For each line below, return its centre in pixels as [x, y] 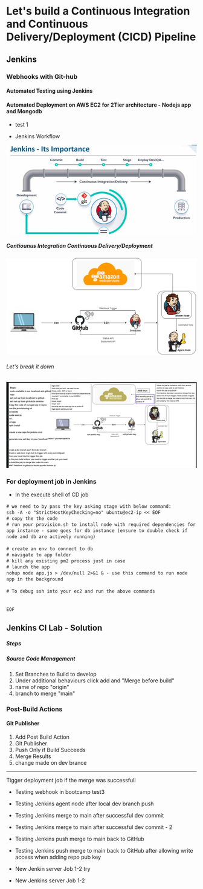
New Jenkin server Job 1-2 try [53, 868]
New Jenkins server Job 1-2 [50, 881]
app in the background [35, 579]
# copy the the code [32, 519]
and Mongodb [24, 111]
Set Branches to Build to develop [56, 674]
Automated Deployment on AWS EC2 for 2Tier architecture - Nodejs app [99, 105]
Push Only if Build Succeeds [50, 750]
